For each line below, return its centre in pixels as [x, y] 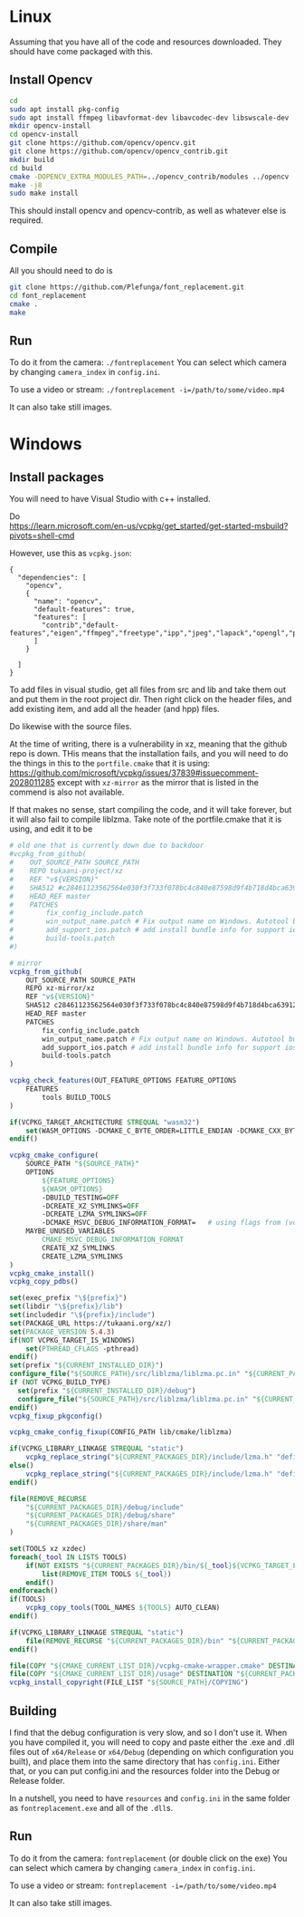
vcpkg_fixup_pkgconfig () [56, 1416]
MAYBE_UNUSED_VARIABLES [71, 1231]
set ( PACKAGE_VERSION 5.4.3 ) [62, 1332]
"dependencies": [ [52, 578]
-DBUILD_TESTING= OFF [81, 1198]
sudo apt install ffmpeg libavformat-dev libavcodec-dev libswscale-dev [149, 118]
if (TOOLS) [28, 1599]
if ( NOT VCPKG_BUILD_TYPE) [60, 1382]
